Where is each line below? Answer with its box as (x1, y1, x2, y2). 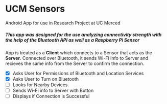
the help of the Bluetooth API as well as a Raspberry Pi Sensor (5, 37, 140, 43)
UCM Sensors (5, 3, 65, 15)
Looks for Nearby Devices (12, 82, 68, 88)
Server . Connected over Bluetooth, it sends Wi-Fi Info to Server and (5, 55, 149, 61)
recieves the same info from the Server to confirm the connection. (5, 60, 145, 66)
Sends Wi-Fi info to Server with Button (12, 87, 94, 94)
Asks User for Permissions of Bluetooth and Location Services (12, 70, 144, 76)
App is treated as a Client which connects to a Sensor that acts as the (5, 49, 152, 56)
